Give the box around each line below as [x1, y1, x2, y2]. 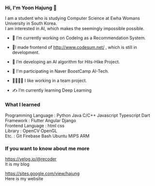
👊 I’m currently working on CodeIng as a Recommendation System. [12, 35, 146, 41]
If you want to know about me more [5, 145, 90, 152]
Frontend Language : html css [5, 123, 64, 128]
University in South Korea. [5, 20, 57, 26]
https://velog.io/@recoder [5, 156, 57, 162]
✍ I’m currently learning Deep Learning [12, 87, 92, 93]
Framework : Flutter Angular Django [5, 117, 77, 123]
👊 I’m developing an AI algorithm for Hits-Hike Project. [12, 59, 120, 65]
